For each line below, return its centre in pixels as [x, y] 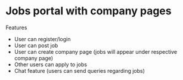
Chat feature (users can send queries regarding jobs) [80, 70]
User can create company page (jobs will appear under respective [95, 51]
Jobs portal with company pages [89, 11]
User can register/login [42, 39]
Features [16, 27]
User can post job [36, 45]
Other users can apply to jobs [51, 64]
